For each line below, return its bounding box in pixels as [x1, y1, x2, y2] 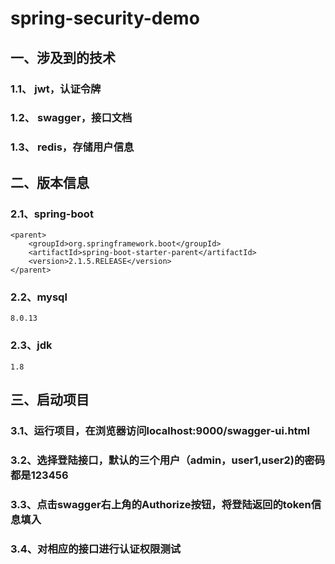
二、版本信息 [10, 174, 90, 191]
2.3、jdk [10, 338, 53, 352]
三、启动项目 [10, 392, 90, 409]
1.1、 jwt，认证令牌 [10, 82, 102, 96]
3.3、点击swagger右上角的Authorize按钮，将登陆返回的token [10, 497, 312, 511]
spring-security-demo [10, 7, 200, 30]
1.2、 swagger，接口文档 [10, 111, 133, 125]
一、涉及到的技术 [10, 49, 116, 66]
